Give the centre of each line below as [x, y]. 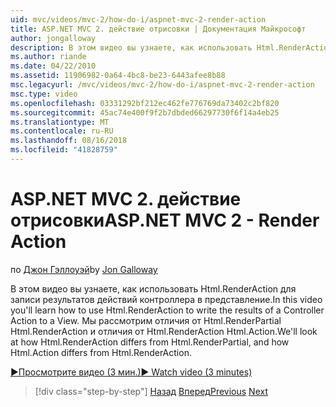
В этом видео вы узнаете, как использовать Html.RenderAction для [153, 288]
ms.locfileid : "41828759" [64, 150]
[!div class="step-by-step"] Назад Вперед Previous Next [151, 391]
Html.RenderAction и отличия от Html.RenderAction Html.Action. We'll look [164, 331]
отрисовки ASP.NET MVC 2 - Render [165, 220]
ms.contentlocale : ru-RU [62, 131]
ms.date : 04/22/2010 [53, 66]
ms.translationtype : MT [60, 122]
